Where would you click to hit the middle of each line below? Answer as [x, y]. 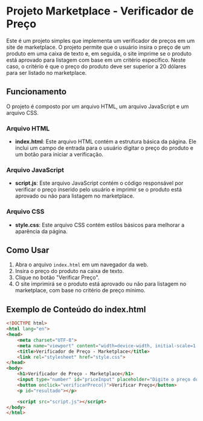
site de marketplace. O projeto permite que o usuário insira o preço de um [98, 47]
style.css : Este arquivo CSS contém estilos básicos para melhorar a [100, 225]
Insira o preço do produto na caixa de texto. [69, 271]
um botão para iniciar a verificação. [59, 155]
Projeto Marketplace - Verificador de [100, 11]
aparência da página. [41, 231]
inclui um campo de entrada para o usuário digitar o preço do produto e [104, 148]
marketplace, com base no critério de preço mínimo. [80, 291]
